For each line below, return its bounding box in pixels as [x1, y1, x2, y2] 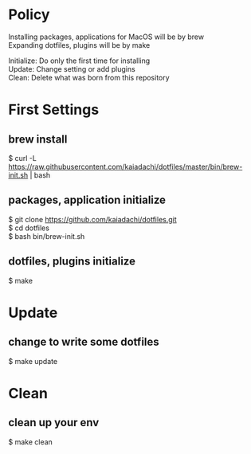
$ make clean [8, 436, 53, 447]
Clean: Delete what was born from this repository [8, 72, 170, 82]
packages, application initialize [8, 194, 166, 207]
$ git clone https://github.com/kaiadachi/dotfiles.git [8, 214, 177, 224]
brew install [8, 132, 68, 146]
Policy [8, 6, 50, 24]
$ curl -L [8, 153, 37, 162]
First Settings [8, 101, 100, 119]
